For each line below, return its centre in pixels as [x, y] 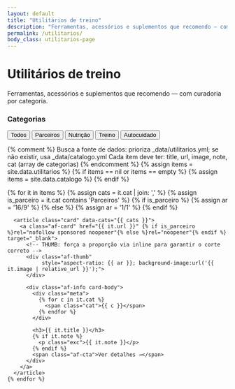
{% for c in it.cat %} [71, 300]
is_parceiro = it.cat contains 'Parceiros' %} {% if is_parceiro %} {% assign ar [117, 200]
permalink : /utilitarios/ [45, 33]
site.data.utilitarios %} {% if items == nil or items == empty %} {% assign [113, 172]
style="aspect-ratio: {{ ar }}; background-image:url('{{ [128, 263]
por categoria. [28, 101]
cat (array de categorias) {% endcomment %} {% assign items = [100, 164]
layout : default [31, 14]
